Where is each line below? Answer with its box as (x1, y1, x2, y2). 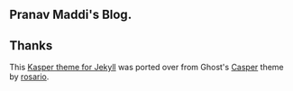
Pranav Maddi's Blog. (9, 7, 133, 23)
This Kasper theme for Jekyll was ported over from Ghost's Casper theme (9, 62, 284, 73)
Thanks (9, 38, 53, 53)
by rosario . (9, 71, 50, 82)
